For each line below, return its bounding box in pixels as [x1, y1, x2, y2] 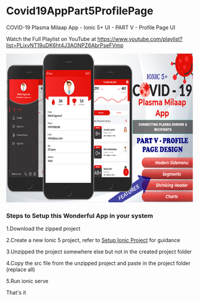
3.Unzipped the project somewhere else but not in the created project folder [6, 248, 192, 255]
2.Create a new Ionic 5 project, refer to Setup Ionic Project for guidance [6, 237, 181, 244]
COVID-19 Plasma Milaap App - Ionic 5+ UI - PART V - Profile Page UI [6, 24, 176, 31]
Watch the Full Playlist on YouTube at [6, 35, 97, 42]
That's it [6, 289, 27, 296]
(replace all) [6, 266, 36, 273]
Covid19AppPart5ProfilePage [6, 4, 154, 18]
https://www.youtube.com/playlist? [97, 35, 183, 42]
